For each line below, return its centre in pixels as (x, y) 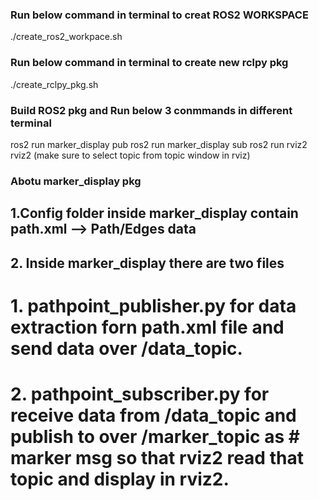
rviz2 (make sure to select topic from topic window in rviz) (130, 155)
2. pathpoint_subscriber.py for (140, 394)
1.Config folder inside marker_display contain (154, 213)
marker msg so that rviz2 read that (157, 457)
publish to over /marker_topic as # (155, 436)
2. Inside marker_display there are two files (147, 263)
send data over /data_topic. (126, 348)
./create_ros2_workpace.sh (66, 37)
